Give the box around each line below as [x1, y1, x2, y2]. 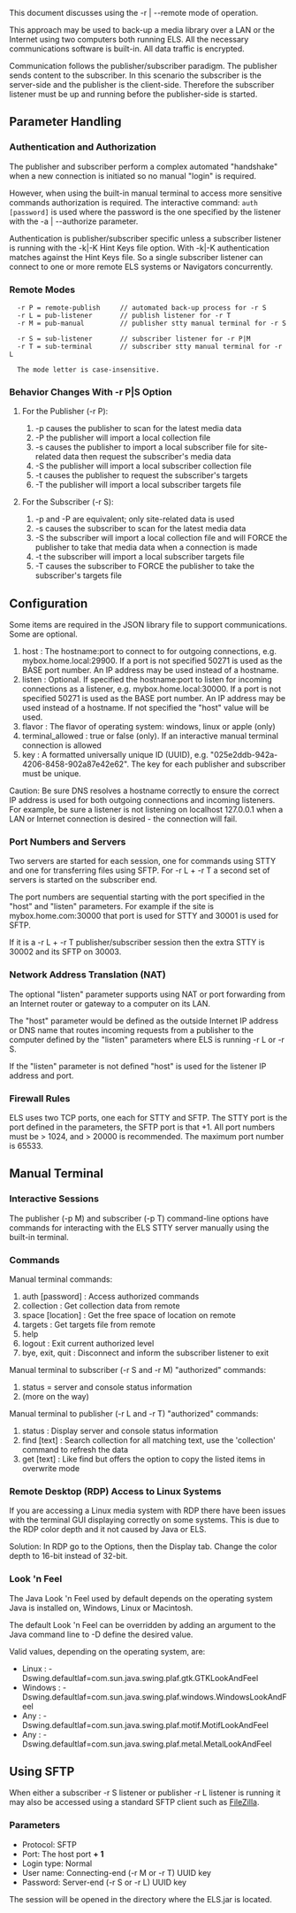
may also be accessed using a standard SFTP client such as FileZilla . [9, 1797, 260, 1808]
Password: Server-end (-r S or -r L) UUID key [21, 1877, 187, 1887]
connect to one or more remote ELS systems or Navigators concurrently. [9, 261, 274, 272]
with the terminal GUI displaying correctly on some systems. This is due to [9, 1515, 280, 1525]
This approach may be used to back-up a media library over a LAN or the [9, 25, 276, 35]
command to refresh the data [21, 1444, 129, 1454]
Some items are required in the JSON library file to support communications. [9, 620, 287, 630]
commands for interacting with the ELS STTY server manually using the [9, 1222, 269, 1233]
